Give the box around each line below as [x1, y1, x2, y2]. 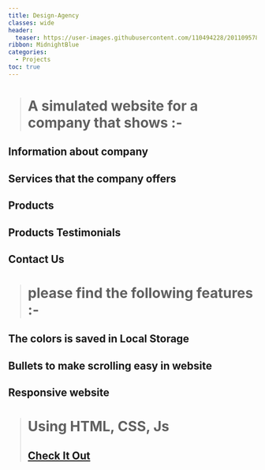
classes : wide [8, 19, 55, 27]
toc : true [8, 63, 41, 71]
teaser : [15, 33, 41, 42]
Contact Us [8, 252, 65, 265]
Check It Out [27, 449, 91, 462]
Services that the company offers [8, 171, 177, 186]
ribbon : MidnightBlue [8, 41, 80, 49]
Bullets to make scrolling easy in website [8, 359, 213, 372]
